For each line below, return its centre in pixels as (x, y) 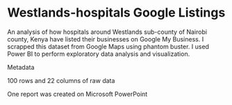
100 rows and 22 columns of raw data (61, 80)
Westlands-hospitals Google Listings (116, 13)
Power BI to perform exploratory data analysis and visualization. (99, 54)
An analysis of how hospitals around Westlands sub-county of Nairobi (107, 32)
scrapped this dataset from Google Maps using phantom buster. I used (108, 46)
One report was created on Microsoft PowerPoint (77, 94)
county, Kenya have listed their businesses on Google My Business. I (106, 39)
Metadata (21, 67)
